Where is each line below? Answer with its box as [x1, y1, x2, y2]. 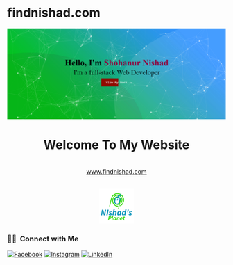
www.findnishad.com [86, 167, 147, 175]
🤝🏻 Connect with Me [7, 234, 79, 244]
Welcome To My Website [43, 137, 190, 152]
